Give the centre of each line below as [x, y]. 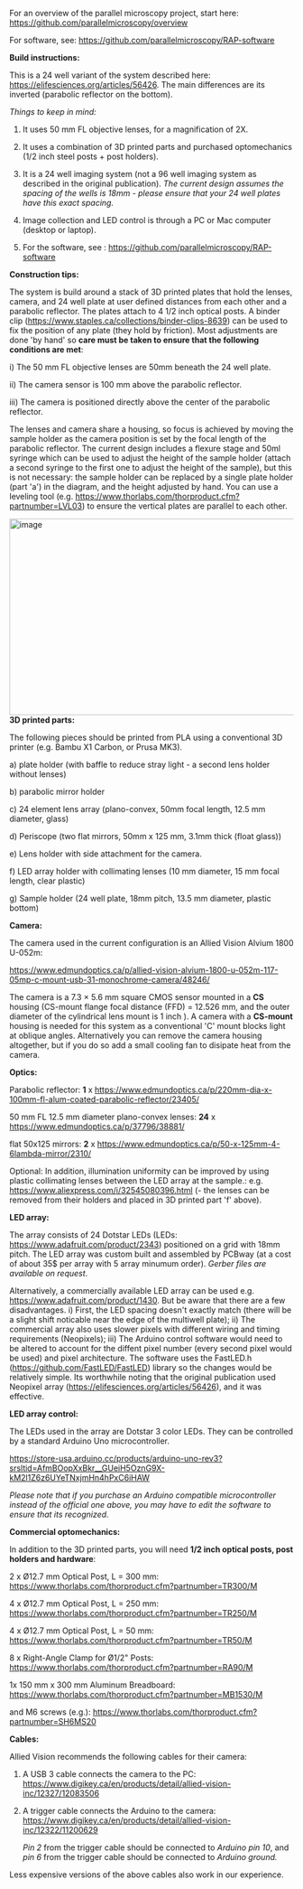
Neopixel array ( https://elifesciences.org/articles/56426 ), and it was [136, 1387]
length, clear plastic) [47, 881]
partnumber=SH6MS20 [53, 1721]
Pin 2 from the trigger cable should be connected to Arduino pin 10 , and [156, 1847]
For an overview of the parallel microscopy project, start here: [124, 13]
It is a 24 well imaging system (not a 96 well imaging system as [139, 174]
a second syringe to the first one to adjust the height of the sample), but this [151, 468]
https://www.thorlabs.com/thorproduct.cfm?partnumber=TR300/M [133, 1586]
